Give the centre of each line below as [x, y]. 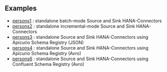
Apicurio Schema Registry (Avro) [46, 53]
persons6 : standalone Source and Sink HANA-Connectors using [80, 59]
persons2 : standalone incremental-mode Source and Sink [74, 26]
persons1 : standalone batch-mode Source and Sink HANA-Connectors [87, 20]
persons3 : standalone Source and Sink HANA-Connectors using [80, 37]
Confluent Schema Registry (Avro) [48, 64]
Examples [21, 8]
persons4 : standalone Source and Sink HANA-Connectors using [80, 47]
